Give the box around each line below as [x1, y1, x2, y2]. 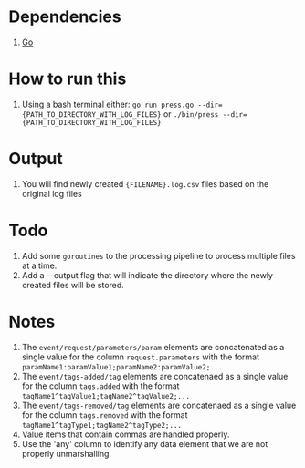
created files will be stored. [21, 279, 124, 290]
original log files [21, 188, 83, 199]
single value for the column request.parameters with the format [21, 351, 259, 362]
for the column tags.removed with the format [21, 409, 188, 421]
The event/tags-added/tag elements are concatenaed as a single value [21, 370, 289, 381]
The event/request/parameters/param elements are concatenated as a [21, 341, 285, 352]
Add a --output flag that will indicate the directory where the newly [21, 269, 273, 280]
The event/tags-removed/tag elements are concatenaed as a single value [21, 400, 297, 411]
